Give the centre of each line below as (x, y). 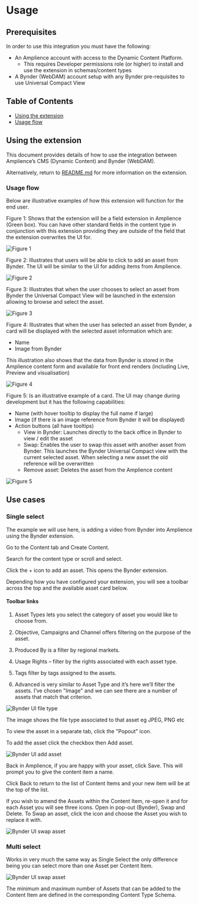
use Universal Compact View (50, 83)
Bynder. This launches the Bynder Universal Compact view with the (106, 451)
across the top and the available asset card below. (67, 588)
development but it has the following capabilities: (66, 402)
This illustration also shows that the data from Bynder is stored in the (90, 360)
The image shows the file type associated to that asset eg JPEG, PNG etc (95, 720)
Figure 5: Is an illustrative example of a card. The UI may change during (93, 395)
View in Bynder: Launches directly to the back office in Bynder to (103, 432)
